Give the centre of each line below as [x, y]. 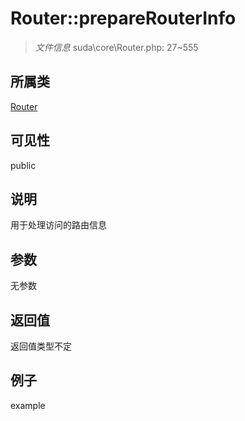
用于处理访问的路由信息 [58, 225]
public [23, 165]
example [28, 405]
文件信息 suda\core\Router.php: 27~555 [116, 47]
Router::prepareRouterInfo [123, 18]
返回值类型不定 [41, 346]
